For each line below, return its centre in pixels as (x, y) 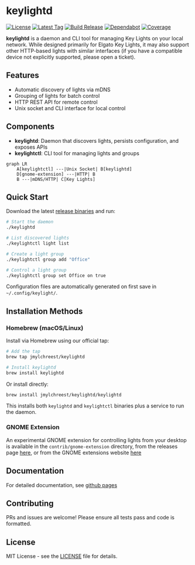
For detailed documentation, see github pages (62, 485)
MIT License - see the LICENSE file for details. (62, 556)
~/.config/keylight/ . (32, 293)
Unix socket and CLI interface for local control (70, 108)
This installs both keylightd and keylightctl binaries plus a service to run (95, 406)
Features (23, 75)
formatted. (19, 524)
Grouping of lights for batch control (57, 95)
